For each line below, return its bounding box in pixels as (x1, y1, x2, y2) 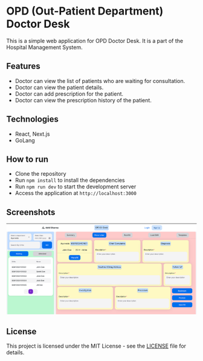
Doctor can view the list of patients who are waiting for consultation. (14, 77, 185, 84)
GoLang (14, 136, 35, 144)
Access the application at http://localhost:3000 (14, 190, 137, 197)
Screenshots (6, 207, 56, 217)
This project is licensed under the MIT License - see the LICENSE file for (6, 342, 186, 349)
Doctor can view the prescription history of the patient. (14, 96, 152, 104)
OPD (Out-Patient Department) (6, 4, 164, 18)
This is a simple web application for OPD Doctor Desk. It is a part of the (6, 37, 183, 44)
